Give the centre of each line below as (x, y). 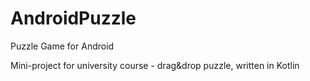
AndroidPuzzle (73, 18)
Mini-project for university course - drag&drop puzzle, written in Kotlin (155, 65)
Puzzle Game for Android (62, 46)
